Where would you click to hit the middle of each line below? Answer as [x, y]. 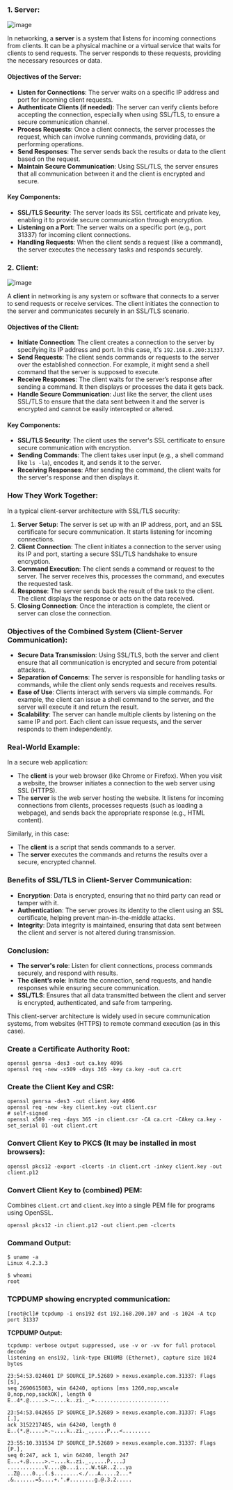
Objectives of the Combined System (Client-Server [95, 631]
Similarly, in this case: [38, 834]
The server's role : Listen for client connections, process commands [115, 965]
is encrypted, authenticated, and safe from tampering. [95, 1002]
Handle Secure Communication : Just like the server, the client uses [115, 394]
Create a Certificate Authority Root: [69, 1049]
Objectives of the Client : [43, 327]
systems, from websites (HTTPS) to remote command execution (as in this [114, 1023]
